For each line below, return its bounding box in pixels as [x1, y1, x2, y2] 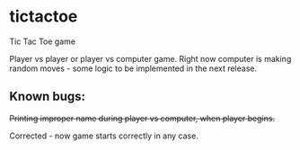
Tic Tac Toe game [9, 36, 76, 47]
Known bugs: [9, 89, 86, 104]
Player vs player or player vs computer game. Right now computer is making [9, 53, 292, 64]
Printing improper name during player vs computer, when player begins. [9, 112, 276, 123]
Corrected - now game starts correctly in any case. [9, 130, 199, 141]
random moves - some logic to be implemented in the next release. [9, 63, 258, 74]
